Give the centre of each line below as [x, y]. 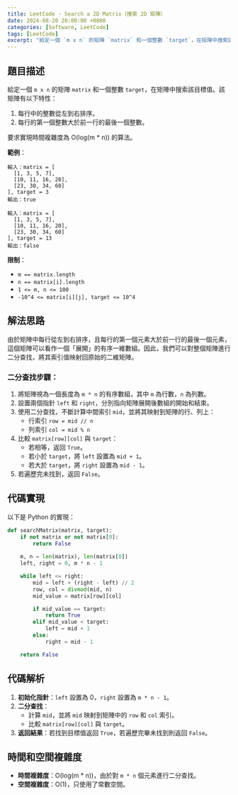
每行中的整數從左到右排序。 [58, 113]
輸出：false [23, 246]
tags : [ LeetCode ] [33, 34]
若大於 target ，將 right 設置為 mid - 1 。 [88, 465]
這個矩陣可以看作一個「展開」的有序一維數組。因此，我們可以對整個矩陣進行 [119, 348]
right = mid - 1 [69, 642]
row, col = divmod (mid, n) [73, 589]
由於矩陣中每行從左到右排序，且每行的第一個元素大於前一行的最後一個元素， [119, 339]
